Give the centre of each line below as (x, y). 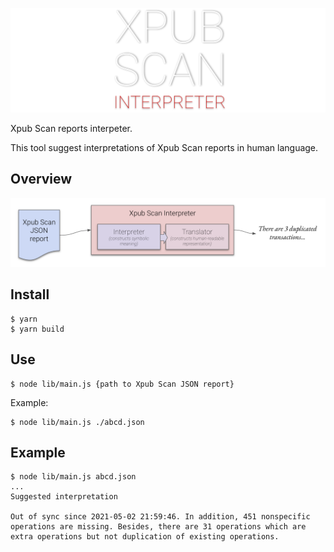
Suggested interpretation (64, 497)
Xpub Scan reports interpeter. (71, 128)
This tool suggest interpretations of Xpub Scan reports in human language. (164, 147)
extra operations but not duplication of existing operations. (145, 537)
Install (30, 294)
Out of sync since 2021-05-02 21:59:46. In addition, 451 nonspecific (160, 517)
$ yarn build (37, 329)
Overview (41, 179)
